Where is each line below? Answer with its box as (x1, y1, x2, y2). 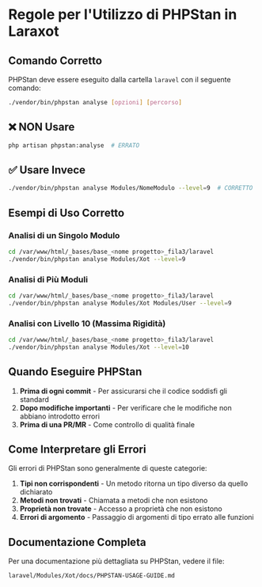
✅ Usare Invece (8, 163, 85, 176)
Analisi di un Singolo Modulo (8, 229, 120, 240)
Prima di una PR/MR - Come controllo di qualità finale (19, 419, 196, 429)
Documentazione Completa (8, 536, 146, 549)
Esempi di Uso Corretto (8, 206, 125, 219)
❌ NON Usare (8, 120, 75, 134)
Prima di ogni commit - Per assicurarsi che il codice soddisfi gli (19, 386, 228, 396)
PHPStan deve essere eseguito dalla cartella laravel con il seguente (8, 75, 231, 84)
